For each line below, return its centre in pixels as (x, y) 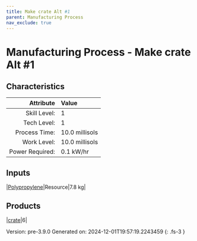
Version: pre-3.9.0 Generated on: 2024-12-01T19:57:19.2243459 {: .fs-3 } (96, 232)
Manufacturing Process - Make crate (99, 52)
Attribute (42, 103)
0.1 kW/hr (75, 152)
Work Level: (39, 142)
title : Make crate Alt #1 (38, 12)
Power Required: (32, 152)
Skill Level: (40, 113)
